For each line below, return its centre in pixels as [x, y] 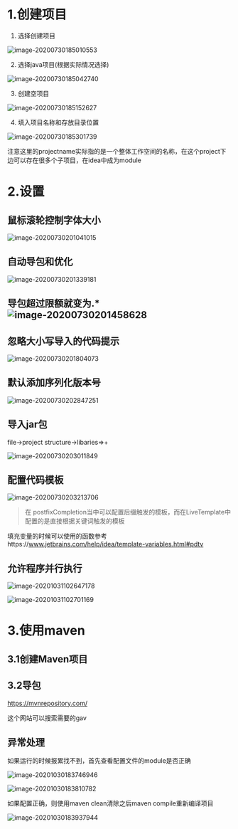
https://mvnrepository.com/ [47, 703]
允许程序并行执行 [45, 568]
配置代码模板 [36, 480]
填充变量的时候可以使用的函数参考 [57, 536]
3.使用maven [46, 631]
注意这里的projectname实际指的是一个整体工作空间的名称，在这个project [114, 151]
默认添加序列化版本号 [54, 382]
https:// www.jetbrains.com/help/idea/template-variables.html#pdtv [106, 544]
